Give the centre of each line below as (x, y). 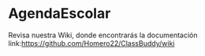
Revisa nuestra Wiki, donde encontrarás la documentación (103, 35)
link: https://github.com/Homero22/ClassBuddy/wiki (91, 43)
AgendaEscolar (60, 14)
